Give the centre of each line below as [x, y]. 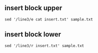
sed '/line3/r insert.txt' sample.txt [44, 46]
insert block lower [33, 35]
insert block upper [33, 8]
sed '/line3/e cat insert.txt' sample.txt [49, 19]
